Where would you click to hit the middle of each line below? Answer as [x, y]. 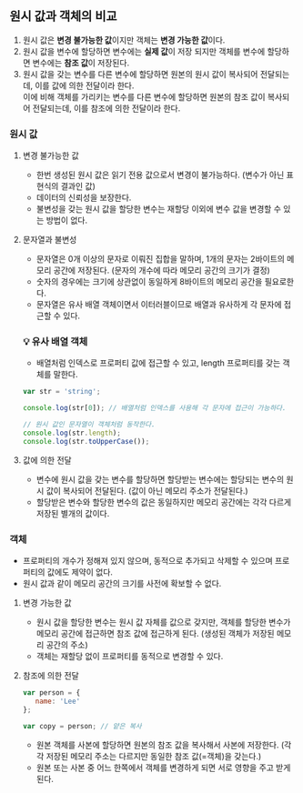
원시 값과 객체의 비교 [63, 16]
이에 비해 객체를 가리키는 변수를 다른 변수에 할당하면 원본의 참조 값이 [144, 96]
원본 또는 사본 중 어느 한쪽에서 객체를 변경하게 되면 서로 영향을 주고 [155, 768]
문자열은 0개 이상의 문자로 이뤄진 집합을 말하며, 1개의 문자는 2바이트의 [160, 259]
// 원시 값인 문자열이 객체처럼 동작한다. [89, 425]
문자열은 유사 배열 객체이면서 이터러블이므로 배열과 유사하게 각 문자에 [159, 305]
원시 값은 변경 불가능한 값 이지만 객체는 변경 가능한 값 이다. [124, 40]
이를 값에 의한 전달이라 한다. [85, 85]
